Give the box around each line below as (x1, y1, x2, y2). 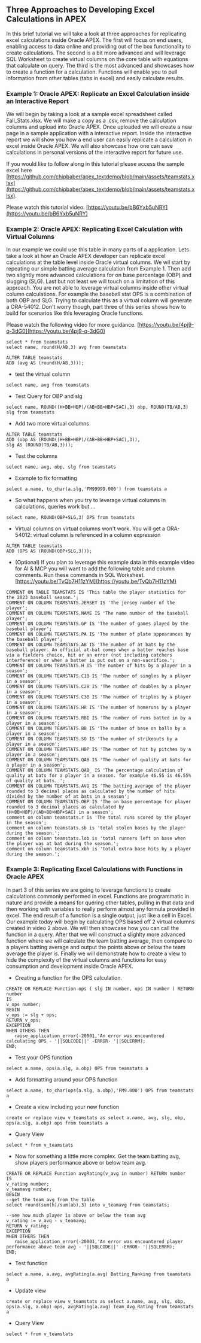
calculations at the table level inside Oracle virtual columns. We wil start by (6, 259, 190, 266)
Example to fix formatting (14, 475, 78, 482)
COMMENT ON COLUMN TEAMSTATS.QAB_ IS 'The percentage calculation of (6, 767, 184, 774)
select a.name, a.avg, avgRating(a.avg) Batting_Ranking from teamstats (6, 1271, 191, 1277)
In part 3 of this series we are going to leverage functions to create (6, 886, 171, 894)
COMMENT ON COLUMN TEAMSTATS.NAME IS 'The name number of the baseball (6, 610, 188, 616)
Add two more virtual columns (14, 420, 90, 427)
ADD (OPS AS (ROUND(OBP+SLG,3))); (6, 548, 93, 554)
